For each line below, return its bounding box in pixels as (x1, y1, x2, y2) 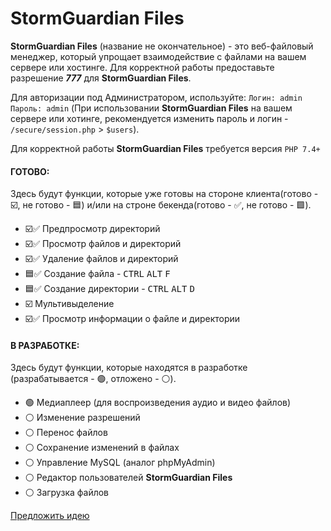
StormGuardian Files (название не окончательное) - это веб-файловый (10, 40, 314, 52)
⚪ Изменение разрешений (24, 412, 141, 424)
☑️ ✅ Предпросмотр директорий (24, 223, 161, 235)
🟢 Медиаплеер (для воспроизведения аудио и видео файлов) (24, 397, 292, 409)
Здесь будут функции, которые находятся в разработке (10, 362, 248, 374)
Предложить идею (10, 510, 90, 522)
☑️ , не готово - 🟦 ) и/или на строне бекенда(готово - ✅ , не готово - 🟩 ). (10, 199, 312, 211)
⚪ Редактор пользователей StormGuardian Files (24, 472, 233, 484)
